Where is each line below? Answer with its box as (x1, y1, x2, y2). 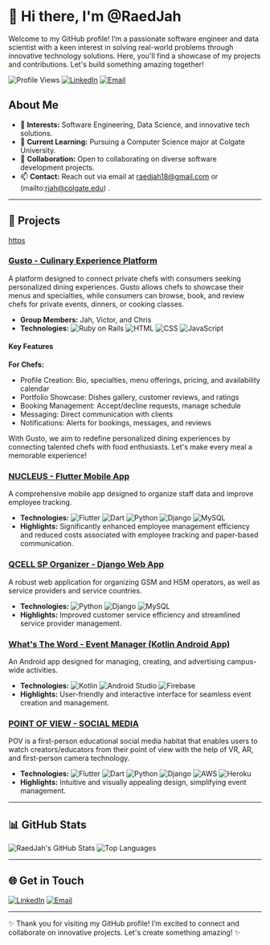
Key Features (8, 342, 54, 351)
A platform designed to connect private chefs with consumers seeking (8, 273, 241, 283)
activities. (26, 665, 59, 675)
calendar (19, 384, 50, 393)
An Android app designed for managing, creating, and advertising (8, 656, 226, 666)
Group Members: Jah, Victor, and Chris (19, 314, 152, 324)
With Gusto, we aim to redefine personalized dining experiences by (8, 433, 231, 443)
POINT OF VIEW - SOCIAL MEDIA (8, 717, 139, 729)
